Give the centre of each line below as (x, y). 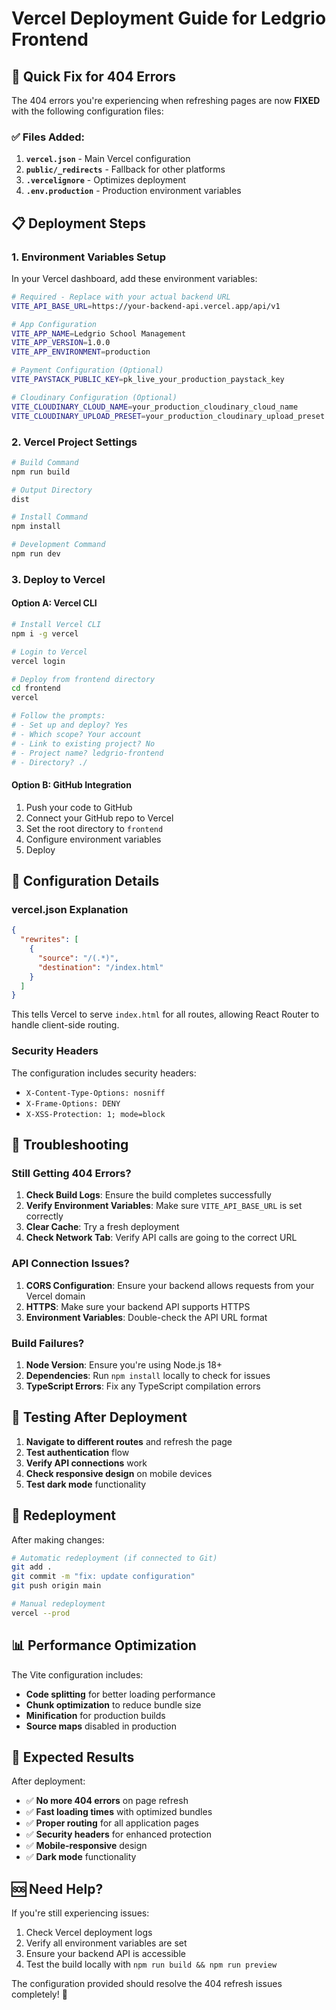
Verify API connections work (86, 1463)
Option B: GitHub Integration (71, 785)
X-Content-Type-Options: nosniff (95, 1093)
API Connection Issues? (70, 1264)
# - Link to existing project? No (83, 743)
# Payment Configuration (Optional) (87, 370)
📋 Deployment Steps (78, 223)
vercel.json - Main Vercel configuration (108, 159)
